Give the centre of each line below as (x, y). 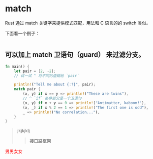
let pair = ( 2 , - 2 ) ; (35, 71)
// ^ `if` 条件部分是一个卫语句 (52, 98)
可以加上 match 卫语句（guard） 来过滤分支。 (75, 55)
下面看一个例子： (22, 33)
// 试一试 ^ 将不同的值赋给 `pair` (47, 76)
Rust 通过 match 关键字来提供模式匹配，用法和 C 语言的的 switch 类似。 (78, 23)
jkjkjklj (23, 131)
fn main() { (17, 66)
